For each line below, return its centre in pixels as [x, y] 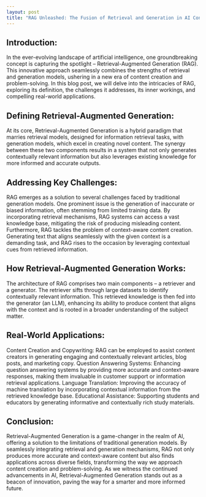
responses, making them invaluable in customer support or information [96, 376]
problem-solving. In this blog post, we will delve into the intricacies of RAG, [101, 83]
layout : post [23, 12]
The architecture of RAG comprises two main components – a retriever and [101, 283]
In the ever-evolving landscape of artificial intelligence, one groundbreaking [102, 57]
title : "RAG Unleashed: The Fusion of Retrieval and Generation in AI [98, 18]
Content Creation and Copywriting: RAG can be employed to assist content [101, 350]
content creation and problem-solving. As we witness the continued [92, 469]
